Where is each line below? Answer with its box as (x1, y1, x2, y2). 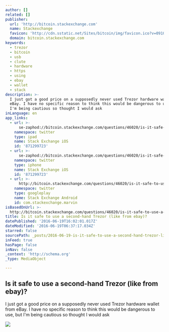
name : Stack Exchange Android (14, 195, 78, 200)
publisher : (5, 17, 28, 22)
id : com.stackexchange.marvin (14, 200, 78, 205)
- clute (10, 59, 26, 64)
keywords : (5, 40, 26, 45)
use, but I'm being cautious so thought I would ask (5, 311, 110, 317)
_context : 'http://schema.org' (5, 252, 71, 257)
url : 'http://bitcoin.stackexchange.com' (10, 21, 98, 27)
